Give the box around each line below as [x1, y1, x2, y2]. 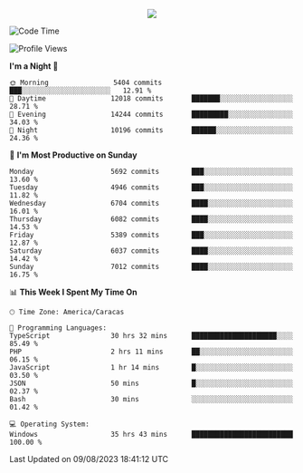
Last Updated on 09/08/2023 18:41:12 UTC [9, 454, 169, 464]
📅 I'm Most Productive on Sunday [9, 150, 137, 160]
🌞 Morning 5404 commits [9, 78, 163, 87]
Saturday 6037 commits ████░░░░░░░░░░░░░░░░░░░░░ [9, 246, 294, 256]
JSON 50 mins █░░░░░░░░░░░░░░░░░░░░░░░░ [9, 379, 294, 388]
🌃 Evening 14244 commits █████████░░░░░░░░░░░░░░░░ [9, 110, 294, 119]
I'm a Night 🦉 [9, 61, 59, 72]
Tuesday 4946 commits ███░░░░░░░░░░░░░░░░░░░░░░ [9, 183, 294, 192]
